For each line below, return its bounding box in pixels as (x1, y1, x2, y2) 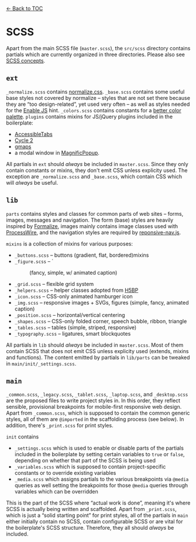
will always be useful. (6, 179, 59, 186)
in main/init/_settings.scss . (6, 360, 77, 367)
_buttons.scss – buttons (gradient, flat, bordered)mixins (14, 251, 149, 258)
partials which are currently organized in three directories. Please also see (6, 51, 185, 58)
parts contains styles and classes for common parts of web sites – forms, (6, 210, 184, 217)
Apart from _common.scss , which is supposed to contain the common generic (6, 409, 190, 417)
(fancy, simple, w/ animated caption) (29, 269, 118, 276)
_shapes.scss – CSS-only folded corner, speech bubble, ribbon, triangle (14, 317, 187, 324)
